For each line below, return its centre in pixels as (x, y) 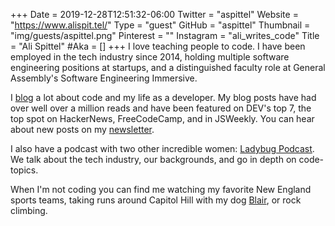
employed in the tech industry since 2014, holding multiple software (150, 57)
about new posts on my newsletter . (82, 129)
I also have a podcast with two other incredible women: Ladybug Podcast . (162, 148)
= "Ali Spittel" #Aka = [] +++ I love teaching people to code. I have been (158, 46)
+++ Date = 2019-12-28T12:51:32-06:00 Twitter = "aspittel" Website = (154, 14)
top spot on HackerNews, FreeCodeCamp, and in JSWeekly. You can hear (162, 118)
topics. (24, 170)
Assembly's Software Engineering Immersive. (104, 78)
